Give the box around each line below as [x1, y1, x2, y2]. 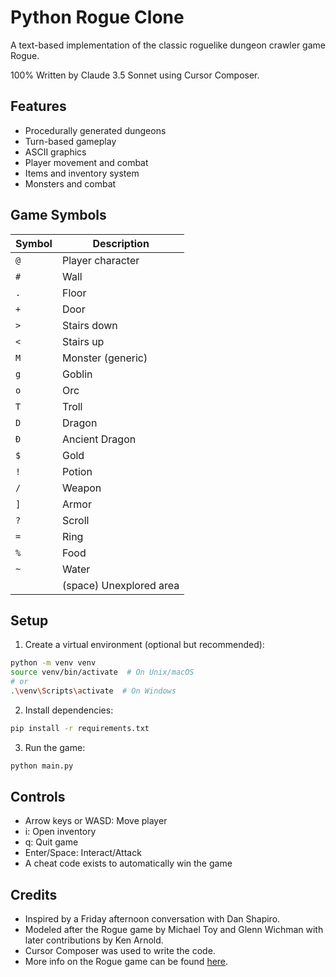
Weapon [61, 481, 102, 495]
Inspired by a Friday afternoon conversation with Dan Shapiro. [24, 913, 281, 925]
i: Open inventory [24, 826, 97, 838]
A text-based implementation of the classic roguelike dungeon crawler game [10, 39, 326, 51]
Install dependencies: [24, 704, 114, 716]
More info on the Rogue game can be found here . [24, 956, 229, 968]
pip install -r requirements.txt [10, 723, 150, 733]
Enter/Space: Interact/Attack [24, 847, 142, 859]
